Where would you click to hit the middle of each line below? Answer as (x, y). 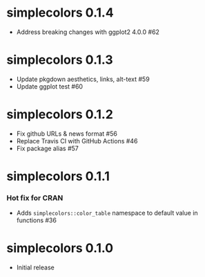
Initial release (35, 267)
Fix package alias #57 (47, 148)
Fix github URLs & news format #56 (67, 134)
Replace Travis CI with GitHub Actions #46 (77, 141)
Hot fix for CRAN (35, 197)
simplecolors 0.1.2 (60, 115)
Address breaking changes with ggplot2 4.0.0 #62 (88, 32)
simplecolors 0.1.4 (60, 13)
